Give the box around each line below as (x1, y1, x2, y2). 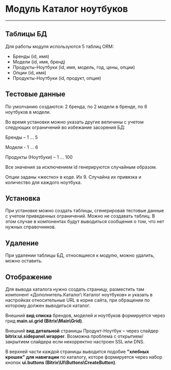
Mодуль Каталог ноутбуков (5, 3, 128, 15)
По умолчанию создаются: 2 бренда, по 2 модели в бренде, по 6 (5, 103, 148, 110)
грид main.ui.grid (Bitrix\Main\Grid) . (5, 318, 83, 324)
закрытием (5, 339, 30, 344)
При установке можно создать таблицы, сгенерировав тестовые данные (5, 208, 164, 214)
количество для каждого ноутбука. (5, 179, 82, 185)
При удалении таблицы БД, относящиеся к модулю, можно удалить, (5, 252, 155, 258)
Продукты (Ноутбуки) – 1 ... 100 (5, 154, 73, 160)
